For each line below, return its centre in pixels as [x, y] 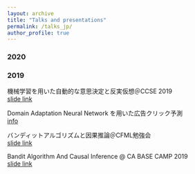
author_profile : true [38, 33]
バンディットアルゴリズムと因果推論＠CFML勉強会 [79, 135]
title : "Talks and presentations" [57, 20]
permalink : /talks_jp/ [40, 26]
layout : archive [30, 13]
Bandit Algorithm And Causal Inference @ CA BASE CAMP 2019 [98, 157]
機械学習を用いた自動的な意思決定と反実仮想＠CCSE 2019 [90, 91]
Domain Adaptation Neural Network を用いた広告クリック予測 [95, 113]
